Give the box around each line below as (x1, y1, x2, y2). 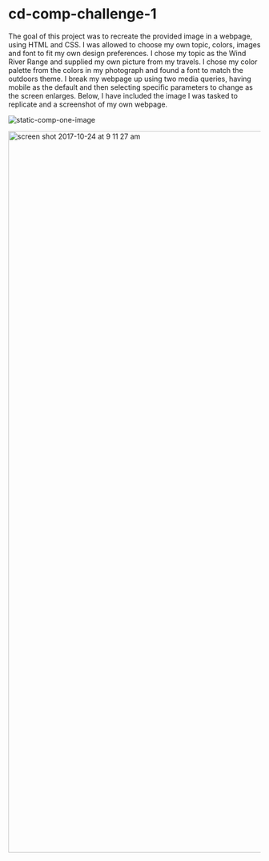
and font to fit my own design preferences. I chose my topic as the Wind (8, 48, 247, 58)
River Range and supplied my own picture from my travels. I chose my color (8, 57, 258, 67)
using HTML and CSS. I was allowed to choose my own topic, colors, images (8, 39, 261, 49)
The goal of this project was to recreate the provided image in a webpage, (8, 31, 253, 41)
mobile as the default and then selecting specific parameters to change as (8, 82, 254, 92)
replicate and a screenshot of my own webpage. (8, 99, 168, 109)
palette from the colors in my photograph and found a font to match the (8, 65, 244, 75)
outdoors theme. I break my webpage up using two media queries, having (8, 74, 252, 83)
